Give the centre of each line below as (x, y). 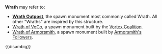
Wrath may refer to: (25, 7)
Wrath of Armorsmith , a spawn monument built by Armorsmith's (77, 32)
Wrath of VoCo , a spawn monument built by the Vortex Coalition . (78, 27)
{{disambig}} (18, 46)
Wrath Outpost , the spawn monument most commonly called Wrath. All (85, 16)
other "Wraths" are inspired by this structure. (58, 22)
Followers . (23, 37)
